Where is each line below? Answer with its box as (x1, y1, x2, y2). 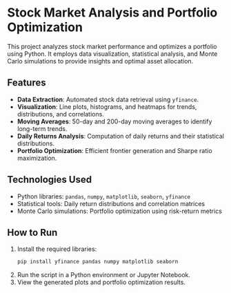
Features (7, 77, 46, 89)
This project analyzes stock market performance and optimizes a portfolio (7, 42, 217, 50)
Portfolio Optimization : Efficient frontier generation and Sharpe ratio (17, 146, 212, 154)
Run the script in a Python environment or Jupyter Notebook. (17, 271, 191, 279)
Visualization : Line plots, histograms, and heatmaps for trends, (17, 102, 197, 111)
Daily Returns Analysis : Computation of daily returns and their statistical (17, 132, 224, 140)
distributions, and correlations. (17, 110, 105, 118)
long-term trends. (17, 124, 68, 132)
